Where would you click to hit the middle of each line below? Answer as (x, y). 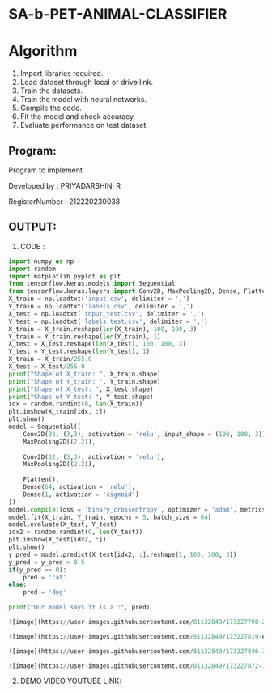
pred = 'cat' (45, 577)
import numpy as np (41, 261)
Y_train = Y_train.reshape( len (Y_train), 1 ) (85, 337)
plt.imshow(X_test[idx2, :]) (57, 540)
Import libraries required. (62, 74)
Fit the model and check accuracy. (78, 117)
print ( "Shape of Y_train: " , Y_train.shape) (85, 381)
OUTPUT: (32, 227)
